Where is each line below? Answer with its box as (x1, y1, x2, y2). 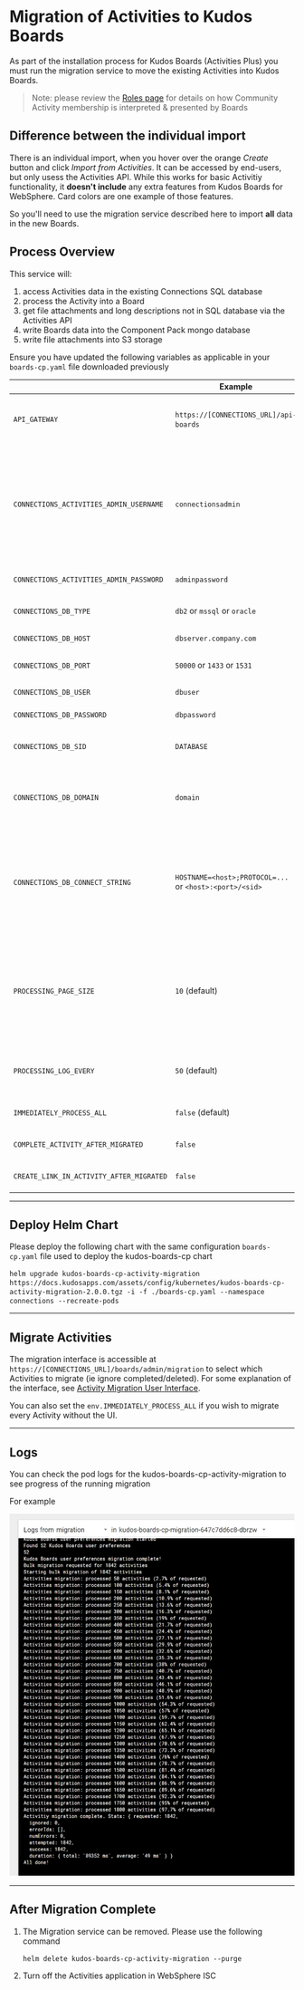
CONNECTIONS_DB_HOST (13, 634, 91, 643)
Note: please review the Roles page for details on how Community (31, 92, 279, 103)
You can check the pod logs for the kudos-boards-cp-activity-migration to (9, 1469, 287, 1479)
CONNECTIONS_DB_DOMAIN (13, 793, 100, 803)
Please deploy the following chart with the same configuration (9, 1241, 241, 1252)
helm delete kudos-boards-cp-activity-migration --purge (22, 1954, 242, 1963)
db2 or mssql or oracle (175, 605, 256, 617)
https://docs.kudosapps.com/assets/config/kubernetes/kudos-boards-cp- (9, 1279, 285, 1288)
